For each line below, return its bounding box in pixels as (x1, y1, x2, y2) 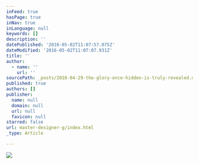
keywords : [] (6, 31, 38, 37)
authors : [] (6, 86, 36, 92)
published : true (6, 81, 46, 87)
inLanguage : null (6, 25, 49, 31)
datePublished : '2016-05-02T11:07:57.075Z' (6, 42, 115, 48)
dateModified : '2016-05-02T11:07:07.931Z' (6, 48, 113, 53)
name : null (11, 97, 38, 103)
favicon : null (11, 113, 46, 119)
